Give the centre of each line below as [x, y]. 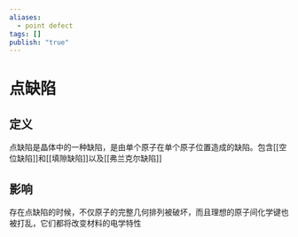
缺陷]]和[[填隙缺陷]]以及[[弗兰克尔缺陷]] [89, 158]
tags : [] [25, 34]
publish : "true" [39, 42]
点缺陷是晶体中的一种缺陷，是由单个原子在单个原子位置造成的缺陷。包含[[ [144, 147]
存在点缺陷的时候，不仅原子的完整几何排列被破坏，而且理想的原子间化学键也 [149, 212]
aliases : [25, 17]
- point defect [45, 26]
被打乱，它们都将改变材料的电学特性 [75, 224]
